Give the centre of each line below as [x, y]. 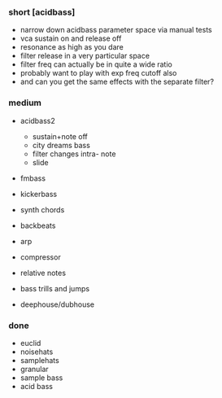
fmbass [33, 178]
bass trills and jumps [55, 288]
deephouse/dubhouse [57, 304]
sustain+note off [60, 136]
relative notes [43, 273]
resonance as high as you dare [72, 47]
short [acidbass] [42, 12]
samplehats [39, 360]
